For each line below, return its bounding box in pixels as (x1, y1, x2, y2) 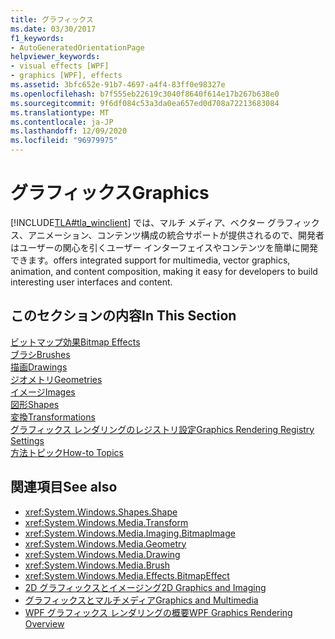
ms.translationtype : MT (10, 107, 110, 118)
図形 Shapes (10, 398, 60, 410)
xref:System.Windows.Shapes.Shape (24, 506, 178, 518)
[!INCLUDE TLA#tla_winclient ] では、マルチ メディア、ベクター (10, 216, 266, 228)
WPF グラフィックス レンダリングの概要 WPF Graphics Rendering (24, 606, 293, 618)
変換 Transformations (10, 411, 96, 423)
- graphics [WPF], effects (10, 71, 123, 81)
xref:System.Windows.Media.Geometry (24, 537, 187, 550)
